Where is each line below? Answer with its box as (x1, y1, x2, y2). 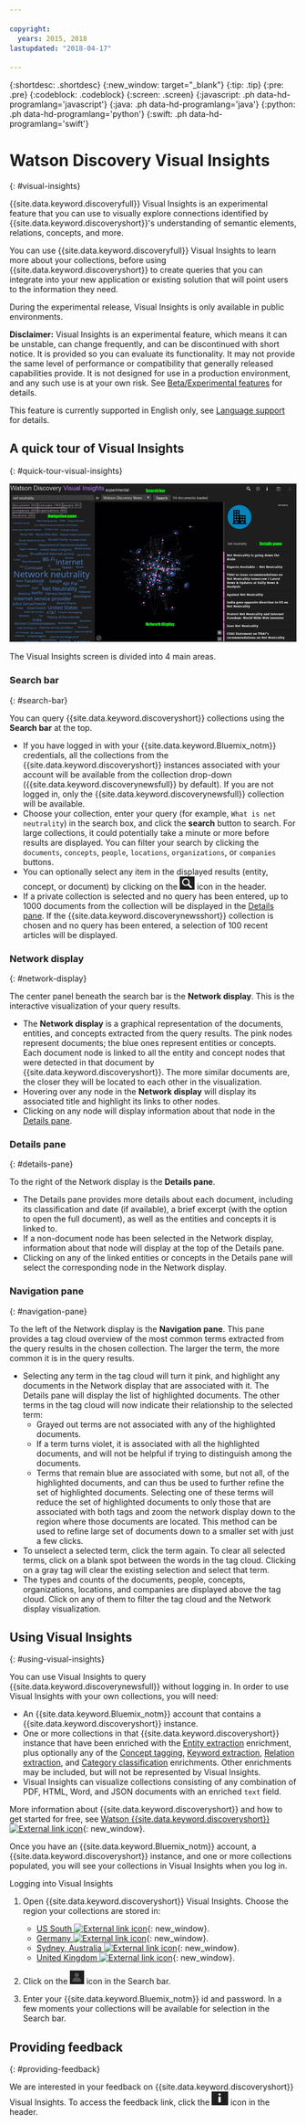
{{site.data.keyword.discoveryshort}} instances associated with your (22, 759, 280, 770)
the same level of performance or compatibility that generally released (9, 358, 274, 369)
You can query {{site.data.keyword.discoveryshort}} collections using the (9, 713, 285, 724)
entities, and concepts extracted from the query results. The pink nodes (22, 1028, 293, 1039)
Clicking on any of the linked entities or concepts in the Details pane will (22, 1253, 293, 1263)
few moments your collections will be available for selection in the (22, 2003, 270, 2014)
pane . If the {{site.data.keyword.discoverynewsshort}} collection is (22, 910, 274, 921)
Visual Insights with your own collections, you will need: (9, 1691, 219, 1702)
